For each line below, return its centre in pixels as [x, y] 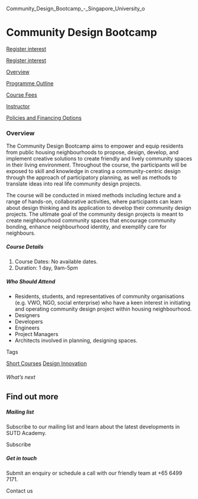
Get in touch [22, 458]
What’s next [21, 377]
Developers [29, 322]
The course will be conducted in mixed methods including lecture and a [93, 196]
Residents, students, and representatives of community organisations [100, 296]
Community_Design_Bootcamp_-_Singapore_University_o [76, 9]
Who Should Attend [31, 282]
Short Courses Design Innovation [47, 363]
